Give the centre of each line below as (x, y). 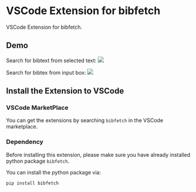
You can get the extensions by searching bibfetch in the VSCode (85, 120)
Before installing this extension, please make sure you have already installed (98, 154)
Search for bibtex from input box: (46, 72)
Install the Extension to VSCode (65, 91)
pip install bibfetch (33, 183)
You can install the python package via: (54, 172)
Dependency (25, 142)
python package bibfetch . (38, 161)
